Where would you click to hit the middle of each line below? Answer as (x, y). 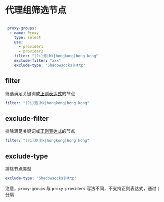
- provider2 (31, 51)
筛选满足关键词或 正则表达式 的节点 (40, 93)
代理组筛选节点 (36, 10)
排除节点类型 (18, 169)
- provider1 (31, 47)
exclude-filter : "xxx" (38, 61)
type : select (28, 37)
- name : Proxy (24, 33)
